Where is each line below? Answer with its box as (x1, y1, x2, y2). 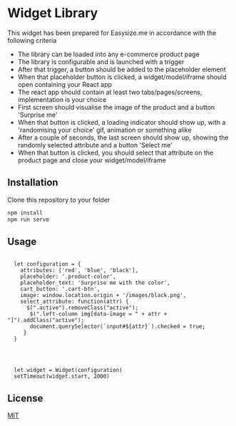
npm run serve (7, 216, 50, 223)
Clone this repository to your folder (7, 195, 111, 204)
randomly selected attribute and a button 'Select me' (17, 140, 173, 149)
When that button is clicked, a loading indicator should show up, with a (17, 118, 226, 126)
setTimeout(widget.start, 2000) (14, 373, 111, 380)
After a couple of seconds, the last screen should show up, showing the (17, 133, 229, 142)
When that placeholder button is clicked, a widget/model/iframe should (17, 73, 227, 81)
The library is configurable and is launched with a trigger (17, 57, 185, 66)
